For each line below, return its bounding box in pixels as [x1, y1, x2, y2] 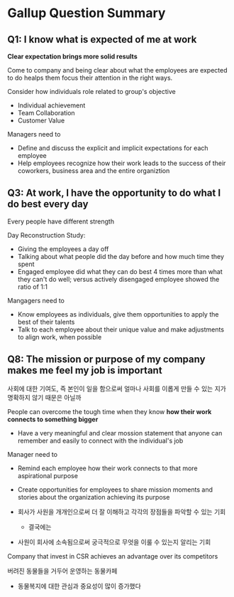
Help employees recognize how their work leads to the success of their [17, 159, 226, 167]
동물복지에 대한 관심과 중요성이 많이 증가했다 [17, 581, 142, 590]
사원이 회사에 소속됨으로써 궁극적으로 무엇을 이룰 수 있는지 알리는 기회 [17, 537, 211, 546]
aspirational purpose [17, 471, 78, 480]
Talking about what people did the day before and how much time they [17, 252, 225, 260]
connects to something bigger [7, 415, 99, 423]
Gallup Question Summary [7, 5, 166, 21]
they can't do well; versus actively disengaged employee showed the [17, 275, 220, 283]
